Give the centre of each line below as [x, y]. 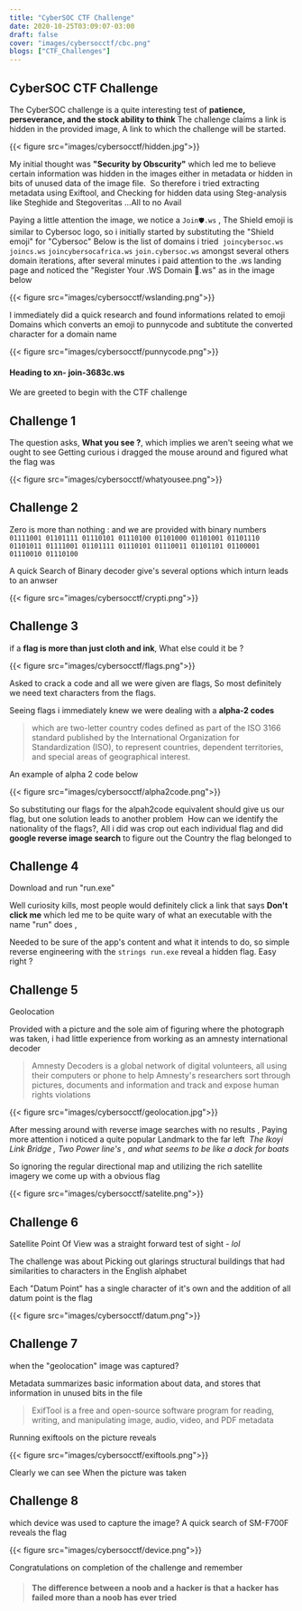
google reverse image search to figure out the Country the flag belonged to [151, 838]
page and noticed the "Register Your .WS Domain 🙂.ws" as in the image [142, 270]
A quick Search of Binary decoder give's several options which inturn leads [149, 570]
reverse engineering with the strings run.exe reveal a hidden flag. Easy [143, 952]
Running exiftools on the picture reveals [83, 1437]
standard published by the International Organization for [136, 737]
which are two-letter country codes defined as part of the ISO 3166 [156, 728]
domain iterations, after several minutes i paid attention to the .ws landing [146, 260]
